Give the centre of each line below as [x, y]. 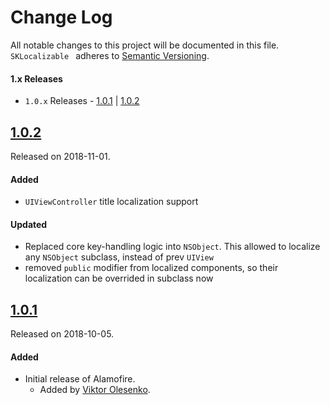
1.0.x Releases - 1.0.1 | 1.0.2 [82, 101]
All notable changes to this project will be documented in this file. [145, 45]
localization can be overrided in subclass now [119, 278]
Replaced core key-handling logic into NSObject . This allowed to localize [172, 247]
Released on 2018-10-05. [62, 334]
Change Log [61, 17]
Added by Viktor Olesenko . [95, 390]
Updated [29, 224]
